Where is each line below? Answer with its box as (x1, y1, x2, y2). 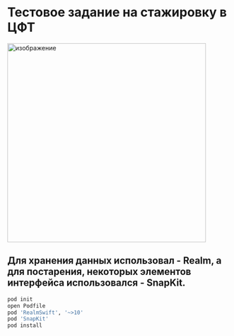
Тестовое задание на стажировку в (7, 4, 228, 21)
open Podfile (7, 302, 46, 309)
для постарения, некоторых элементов (7, 266, 192, 278)
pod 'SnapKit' (7, 315, 49, 323)
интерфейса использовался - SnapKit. (7, 277, 186, 289)
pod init (7, 296, 33, 303)
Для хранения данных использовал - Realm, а (7, 254, 222, 267)
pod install (7, 322, 42, 330)
